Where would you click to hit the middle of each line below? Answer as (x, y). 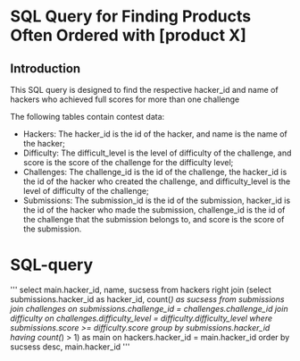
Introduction (46, 68)
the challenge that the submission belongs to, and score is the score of (154, 219)
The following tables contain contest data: (87, 117)
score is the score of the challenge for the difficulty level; (128, 162)
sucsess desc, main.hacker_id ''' (70, 347)
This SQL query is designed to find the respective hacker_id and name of (145, 90)
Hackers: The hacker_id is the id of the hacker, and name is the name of (155, 134)
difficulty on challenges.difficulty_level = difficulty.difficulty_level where (142, 318)
